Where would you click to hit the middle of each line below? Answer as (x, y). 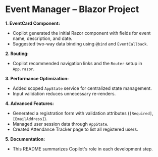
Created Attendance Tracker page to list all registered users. (75, 129)
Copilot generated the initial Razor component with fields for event (82, 33)
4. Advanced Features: (30, 103)
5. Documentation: (25, 139)
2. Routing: (17, 54)
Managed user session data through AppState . (60, 124)
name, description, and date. (42, 38)
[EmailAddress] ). (30, 118)
